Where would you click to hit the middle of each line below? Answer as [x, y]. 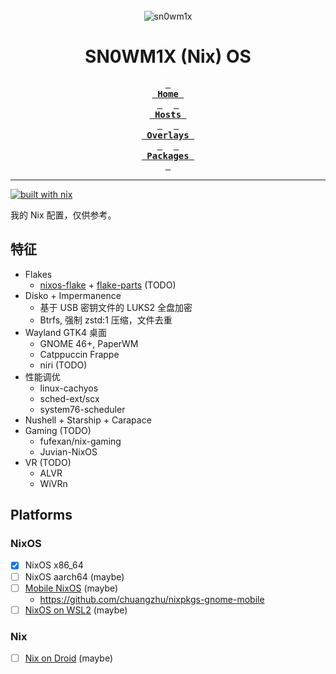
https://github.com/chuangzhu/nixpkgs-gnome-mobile [152, 599]
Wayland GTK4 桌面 [65, 332]
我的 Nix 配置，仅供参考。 [63, 215]
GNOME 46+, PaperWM [89, 343]
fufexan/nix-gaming [80, 441]
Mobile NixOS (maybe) [71, 588]
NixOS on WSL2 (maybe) [76, 610]
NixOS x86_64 [54, 565]
